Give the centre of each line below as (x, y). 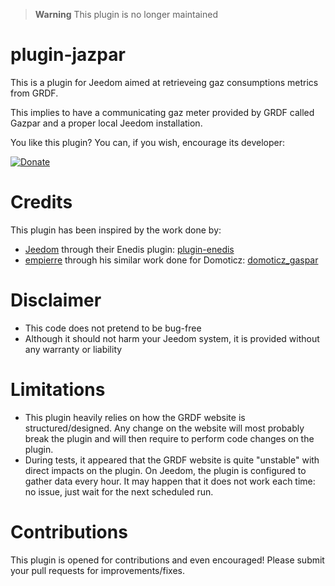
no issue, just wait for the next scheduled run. (119, 491)
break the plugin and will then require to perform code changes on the (169, 438)
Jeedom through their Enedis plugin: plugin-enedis (129, 249)
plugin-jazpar (68, 55)
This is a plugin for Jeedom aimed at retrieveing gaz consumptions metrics (164, 82)
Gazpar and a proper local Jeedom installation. (106, 123)
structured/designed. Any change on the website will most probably (164, 428)
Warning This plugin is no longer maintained (126, 14)
